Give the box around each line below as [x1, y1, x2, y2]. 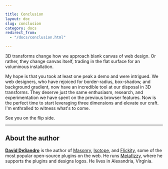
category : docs [5, 25, 37, 30]
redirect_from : [5, 30, 37, 35]
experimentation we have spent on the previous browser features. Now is [5, 94, 156, 100]
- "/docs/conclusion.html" [9, 35, 66, 40]
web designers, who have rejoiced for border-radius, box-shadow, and [5, 78, 151, 84]
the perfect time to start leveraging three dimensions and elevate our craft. [5, 100, 159, 105]
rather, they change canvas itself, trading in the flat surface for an [5, 58, 140, 64]
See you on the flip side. [5, 115, 55, 120]
